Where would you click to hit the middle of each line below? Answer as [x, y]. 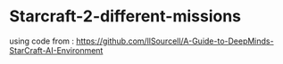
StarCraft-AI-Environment [56, 50]
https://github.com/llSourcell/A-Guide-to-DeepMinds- [175, 41]
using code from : [42, 41]
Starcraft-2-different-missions [125, 16]
